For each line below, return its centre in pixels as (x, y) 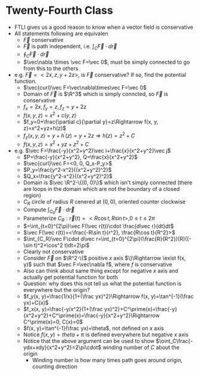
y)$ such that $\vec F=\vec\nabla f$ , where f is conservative (98, 264)
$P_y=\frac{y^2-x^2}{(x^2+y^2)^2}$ (67, 170)
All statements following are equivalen (61, 33)
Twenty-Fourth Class (59, 11)
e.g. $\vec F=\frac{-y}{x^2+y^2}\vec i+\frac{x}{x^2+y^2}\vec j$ (93, 151)
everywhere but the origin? (57, 290)
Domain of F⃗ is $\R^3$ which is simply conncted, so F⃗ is (96, 94)
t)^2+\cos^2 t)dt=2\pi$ (62, 245)
